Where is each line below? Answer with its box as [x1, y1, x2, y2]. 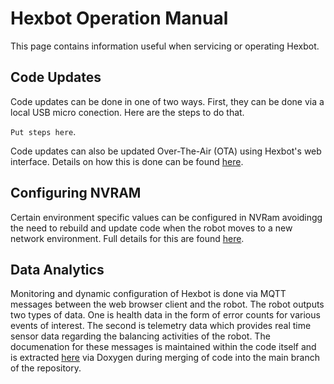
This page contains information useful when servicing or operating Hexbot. [10, 40, 320, 52]
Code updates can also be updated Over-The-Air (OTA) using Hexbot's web [10, 145, 322, 157]
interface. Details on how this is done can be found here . [10, 155, 244, 167]
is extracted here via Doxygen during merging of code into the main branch [10, 352, 320, 364]
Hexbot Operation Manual [10, 7, 229, 30]
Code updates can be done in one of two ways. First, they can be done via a [10, 95, 325, 107]
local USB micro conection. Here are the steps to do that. [10, 106, 245, 118]
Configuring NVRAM [10, 185, 142, 202]
